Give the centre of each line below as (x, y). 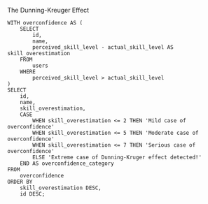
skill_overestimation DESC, (61, 188)
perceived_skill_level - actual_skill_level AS (103, 48)
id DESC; (33, 194)
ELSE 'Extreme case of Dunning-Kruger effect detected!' (117, 157)
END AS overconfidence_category (67, 163)
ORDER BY (20, 182)
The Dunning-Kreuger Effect (48, 10)
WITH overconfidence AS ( (45, 23)
